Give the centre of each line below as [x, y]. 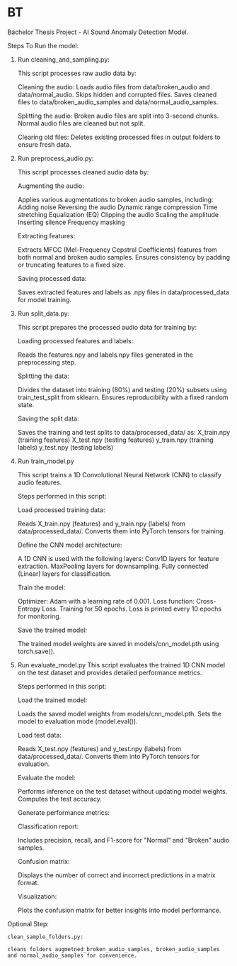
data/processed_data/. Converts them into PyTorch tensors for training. [121, 531]
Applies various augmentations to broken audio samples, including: [115, 199]
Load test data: [40, 735]
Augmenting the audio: [51, 186]
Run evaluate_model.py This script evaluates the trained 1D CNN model [121, 665]
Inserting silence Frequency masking [71, 222]
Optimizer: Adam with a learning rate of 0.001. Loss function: [106, 601]
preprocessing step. [47, 362]
